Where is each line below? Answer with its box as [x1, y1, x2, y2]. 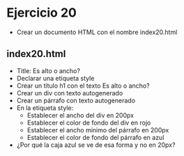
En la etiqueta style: [16, 103, 74, 112]
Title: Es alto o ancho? [16, 66, 81, 75]
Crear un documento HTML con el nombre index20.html [16, 28, 178, 36]
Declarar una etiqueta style [16, 74, 95, 82]
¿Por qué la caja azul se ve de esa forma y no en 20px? [16, 141, 176, 149]
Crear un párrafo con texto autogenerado [16, 96, 136, 104]
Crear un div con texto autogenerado [16, 88, 123, 97]
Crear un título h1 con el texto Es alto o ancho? [16, 81, 151, 90]
